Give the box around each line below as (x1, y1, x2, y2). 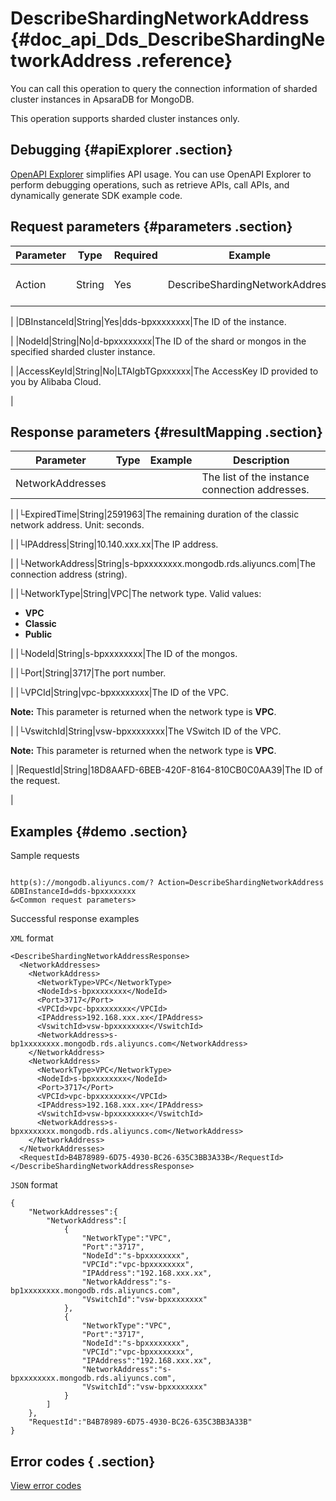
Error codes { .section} (10, 1453, 156, 1470)
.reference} (135, 50, 233, 72)
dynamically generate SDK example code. (10, 189, 183, 201)
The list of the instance (201, 470, 310, 484)
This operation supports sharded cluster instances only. (10, 112, 240, 124)
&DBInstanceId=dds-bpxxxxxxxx (10, 887, 137, 897)
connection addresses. (201, 483, 310, 497)
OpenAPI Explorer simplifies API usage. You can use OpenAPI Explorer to (10, 168, 312, 180)
